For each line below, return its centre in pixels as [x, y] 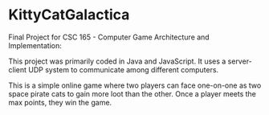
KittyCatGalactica [69, 15]
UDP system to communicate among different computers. [123, 69]
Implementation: [35, 45]
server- [240, 61]
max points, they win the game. [60, 102]
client [17, 69]
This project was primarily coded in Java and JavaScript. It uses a [117, 61]
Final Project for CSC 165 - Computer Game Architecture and [109, 37]
